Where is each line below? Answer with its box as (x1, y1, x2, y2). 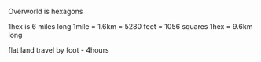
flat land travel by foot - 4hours (8, 46, 109, 54)
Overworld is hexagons (8, 7, 83, 16)
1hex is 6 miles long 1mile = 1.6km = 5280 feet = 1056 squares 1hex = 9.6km (8, 22, 253, 31)
